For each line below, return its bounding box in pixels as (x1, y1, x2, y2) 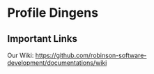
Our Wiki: (7, 51, 34, 59)
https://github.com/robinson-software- (35, 51, 147, 59)
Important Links (7, 33, 78, 45)
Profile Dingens (7, 5, 99, 21)
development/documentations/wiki (7, 59, 107, 67)
